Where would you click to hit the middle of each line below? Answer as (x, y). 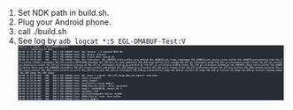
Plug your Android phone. (64, 22)
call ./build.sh (42, 31)
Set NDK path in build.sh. (63, 13)
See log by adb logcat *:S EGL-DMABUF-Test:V (101, 40)
